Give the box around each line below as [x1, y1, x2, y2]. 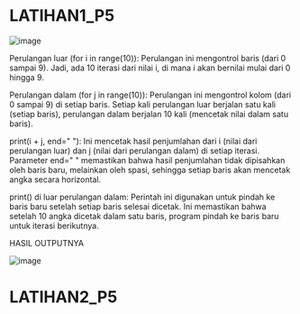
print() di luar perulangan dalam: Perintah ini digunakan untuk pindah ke [9, 191, 276, 202]
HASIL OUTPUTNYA [9, 237, 84, 248]
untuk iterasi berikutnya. [9, 220, 99, 231]
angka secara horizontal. [9, 173, 102, 185]
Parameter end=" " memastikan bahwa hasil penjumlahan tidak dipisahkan [9, 154, 286, 165]
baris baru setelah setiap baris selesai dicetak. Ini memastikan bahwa [9, 200, 268, 212]
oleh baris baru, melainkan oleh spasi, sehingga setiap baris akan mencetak [9, 164, 291, 175]
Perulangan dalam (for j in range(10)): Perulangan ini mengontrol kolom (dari [9, 89, 291, 100]
